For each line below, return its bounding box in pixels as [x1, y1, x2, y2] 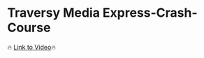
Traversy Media [7, 5, 100, 21]
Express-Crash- [102, 5, 198, 21]
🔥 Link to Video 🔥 [7, 43, 56, 51]
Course [7, 20, 51, 36]
